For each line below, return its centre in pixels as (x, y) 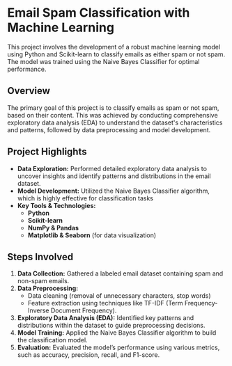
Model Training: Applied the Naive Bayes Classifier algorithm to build (117, 333)
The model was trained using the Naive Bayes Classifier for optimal (103, 61)
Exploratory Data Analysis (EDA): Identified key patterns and (106, 318)
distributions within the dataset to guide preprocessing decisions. (111, 326)
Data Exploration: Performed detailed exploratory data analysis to (112, 168)
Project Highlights (47, 152)
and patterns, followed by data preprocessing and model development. (109, 129)
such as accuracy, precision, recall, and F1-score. (88, 355)
